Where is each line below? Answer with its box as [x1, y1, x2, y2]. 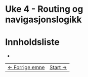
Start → [49, 64, 67, 71]
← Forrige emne [7, 64, 45, 71]
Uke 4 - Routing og [5, 3, 83, 15]
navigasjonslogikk [5, 14, 82, 25]
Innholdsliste [5, 37, 60, 48]
